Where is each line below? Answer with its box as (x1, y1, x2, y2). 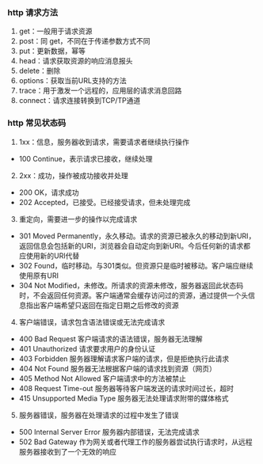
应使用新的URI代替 (18, 251, 80, 261)
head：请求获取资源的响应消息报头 (18, 56, 133, 66)
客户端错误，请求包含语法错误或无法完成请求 (18, 317, 166, 326)
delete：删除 (18, 66, 61, 76)
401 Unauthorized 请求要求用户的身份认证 (18, 344, 156, 353)
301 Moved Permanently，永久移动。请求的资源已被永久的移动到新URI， (18, 231, 256, 241)
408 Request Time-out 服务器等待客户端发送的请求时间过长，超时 (18, 383, 234, 393)
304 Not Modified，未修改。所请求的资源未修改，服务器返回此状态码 (18, 280, 244, 290)
